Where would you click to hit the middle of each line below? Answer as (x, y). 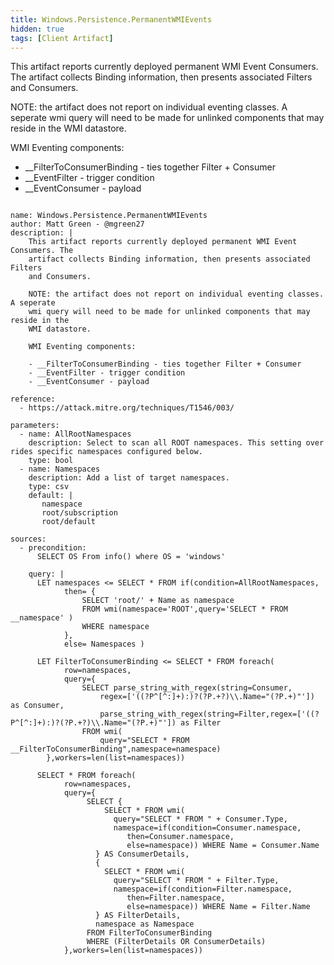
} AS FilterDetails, (138, 916)
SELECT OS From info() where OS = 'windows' (131, 557)
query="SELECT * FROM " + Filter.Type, (196, 881)
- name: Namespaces (60, 469)
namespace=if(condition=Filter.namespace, (203, 889)
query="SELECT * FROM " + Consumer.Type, (200, 819)
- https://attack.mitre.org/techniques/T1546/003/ (127, 408)
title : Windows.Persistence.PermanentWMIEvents (111, 19)
